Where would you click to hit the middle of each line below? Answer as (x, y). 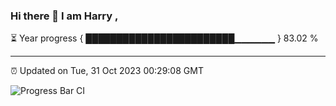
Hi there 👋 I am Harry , (64, 16)
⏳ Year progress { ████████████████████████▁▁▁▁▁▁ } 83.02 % (164, 38)
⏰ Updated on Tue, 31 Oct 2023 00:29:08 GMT (107, 71)
